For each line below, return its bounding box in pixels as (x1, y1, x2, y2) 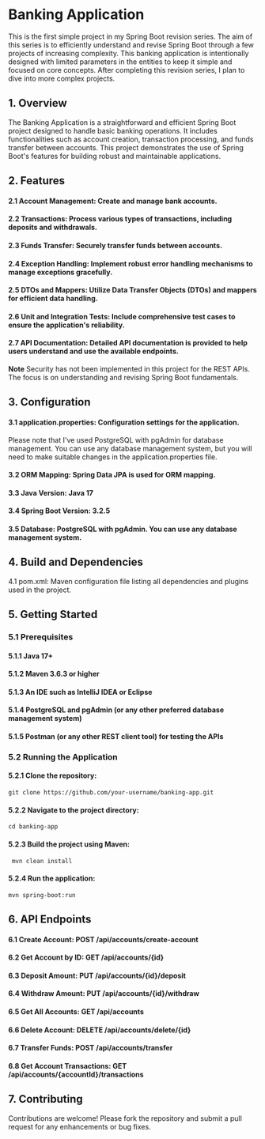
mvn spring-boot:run (8, 891, 77, 899)
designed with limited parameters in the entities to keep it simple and (8, 57, 233, 66)
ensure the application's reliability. (8, 320, 125, 330)
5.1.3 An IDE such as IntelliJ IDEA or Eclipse (8, 687, 153, 696)
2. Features (8, 174, 66, 187)
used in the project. (8, 585, 72, 594)
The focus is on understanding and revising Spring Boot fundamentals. (8, 372, 239, 382)
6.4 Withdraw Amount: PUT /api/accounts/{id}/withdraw (8, 989, 200, 998)
